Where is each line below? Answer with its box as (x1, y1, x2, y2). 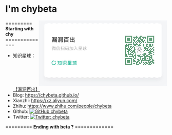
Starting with (5, 25, 34, 31)
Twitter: (12, 114, 29, 120)
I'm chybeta (5, 3, 58, 15)
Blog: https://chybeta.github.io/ (12, 92, 79, 98)
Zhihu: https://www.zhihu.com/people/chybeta (12, 103, 112, 109)
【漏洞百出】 (12, 86, 40, 92)
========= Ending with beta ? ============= (5, 124, 114, 130)
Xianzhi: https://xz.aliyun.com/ (12, 98, 78, 104)
